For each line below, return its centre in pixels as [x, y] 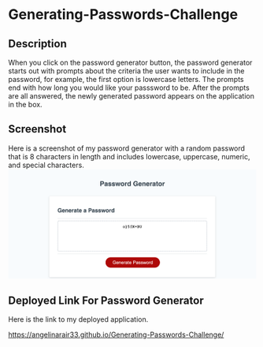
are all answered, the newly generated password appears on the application [131, 96]
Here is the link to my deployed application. [78, 319]
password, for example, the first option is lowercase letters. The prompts [126, 79]
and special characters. [46, 165]
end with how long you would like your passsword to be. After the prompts [129, 88]
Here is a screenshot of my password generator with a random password [127, 148]
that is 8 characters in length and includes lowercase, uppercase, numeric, [129, 156]
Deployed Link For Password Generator [106, 300]
